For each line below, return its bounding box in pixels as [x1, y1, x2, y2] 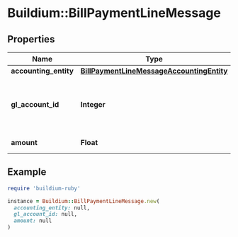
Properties [7, 33, 55, 45]
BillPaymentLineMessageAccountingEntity [80, 66, 228, 76]
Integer [80, 100, 106, 109]
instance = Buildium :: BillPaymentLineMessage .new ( [7, 197, 160, 204]
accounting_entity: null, [13, 204, 91, 212]
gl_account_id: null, [13, 211, 78, 218]
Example [7, 166, 47, 178]
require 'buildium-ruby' [7, 185, 81, 192]
